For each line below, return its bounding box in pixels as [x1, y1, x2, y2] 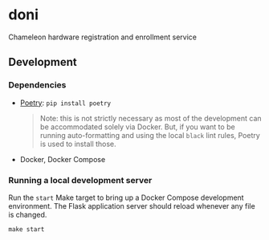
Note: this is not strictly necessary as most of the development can [39, 113, 263, 123]
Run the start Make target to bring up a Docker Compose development [8, 193, 244, 202]
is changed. [8, 209, 47, 219]
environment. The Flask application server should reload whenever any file [8, 201, 255, 210]
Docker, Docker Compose [19, 154, 106, 164]
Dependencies [8, 79, 67, 91]
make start [8, 225, 45, 234]
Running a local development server [8, 174, 153, 185]
